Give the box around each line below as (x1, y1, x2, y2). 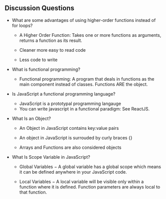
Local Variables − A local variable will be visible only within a (19, 179, 144, 185)
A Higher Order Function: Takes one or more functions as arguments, (19, 32, 162, 38)
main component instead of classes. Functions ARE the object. (19, 81, 148, 87)
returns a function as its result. (19, 37, 83, 43)
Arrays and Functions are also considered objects (19, 144, 122, 150)
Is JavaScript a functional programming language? (11, 91, 116, 97)
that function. (19, 189, 47, 195)
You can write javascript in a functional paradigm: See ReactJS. (19, 105, 150, 111)
